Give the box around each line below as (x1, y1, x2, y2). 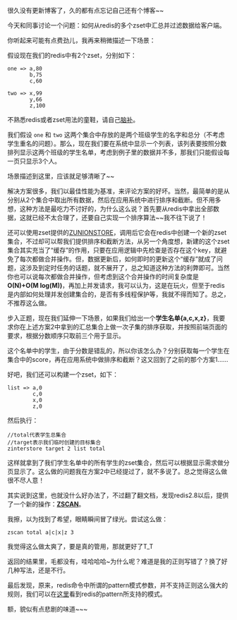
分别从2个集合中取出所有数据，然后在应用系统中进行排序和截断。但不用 (7, 196, 215, 204)
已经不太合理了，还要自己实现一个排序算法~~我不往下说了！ (31, 214, 207, 221)
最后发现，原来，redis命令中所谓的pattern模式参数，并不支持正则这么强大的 (7, 581, 229, 589)
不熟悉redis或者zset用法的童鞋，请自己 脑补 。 (7, 116, 140, 123)
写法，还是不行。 (19, 566, 69, 574)
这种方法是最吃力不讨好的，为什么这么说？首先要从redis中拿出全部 (19, 205, 214, 213)
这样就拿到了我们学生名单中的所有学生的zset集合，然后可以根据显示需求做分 (7, 458, 230, 467)
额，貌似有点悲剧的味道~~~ (7, 605, 88, 613)
